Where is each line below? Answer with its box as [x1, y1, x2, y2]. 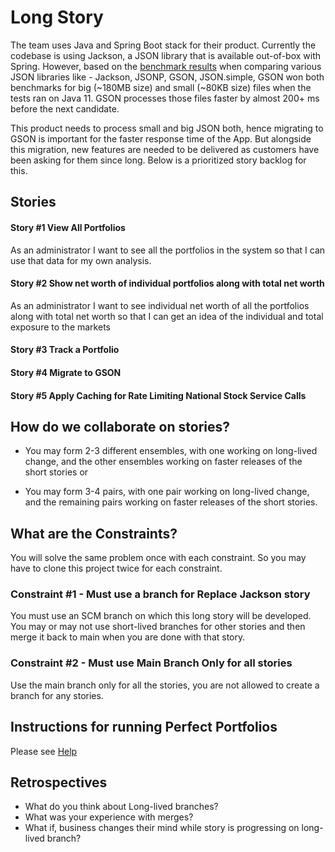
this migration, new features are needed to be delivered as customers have [10, 143, 320, 155]
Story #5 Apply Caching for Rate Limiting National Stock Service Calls [10, 389, 307, 401]
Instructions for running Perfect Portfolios [10, 719, 278, 736]
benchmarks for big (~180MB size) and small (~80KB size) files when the [10, 81, 312, 93]
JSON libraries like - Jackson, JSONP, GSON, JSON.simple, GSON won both [10, 71, 325, 83]
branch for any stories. [10, 689, 104, 701]
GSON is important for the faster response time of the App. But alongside [10, 132, 312, 145]
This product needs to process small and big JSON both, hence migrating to [10, 122, 324, 134]
